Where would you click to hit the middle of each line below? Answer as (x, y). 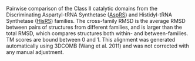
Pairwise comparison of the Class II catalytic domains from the (82, 9)
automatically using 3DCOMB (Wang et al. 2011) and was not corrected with (97, 46)
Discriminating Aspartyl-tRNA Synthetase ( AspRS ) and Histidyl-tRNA (89, 15)
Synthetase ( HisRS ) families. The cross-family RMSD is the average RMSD (96, 21)
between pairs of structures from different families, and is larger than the (94, 27)
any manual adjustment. (35, 52)
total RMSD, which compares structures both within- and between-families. (97, 33)
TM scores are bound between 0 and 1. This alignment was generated (91, 40)
